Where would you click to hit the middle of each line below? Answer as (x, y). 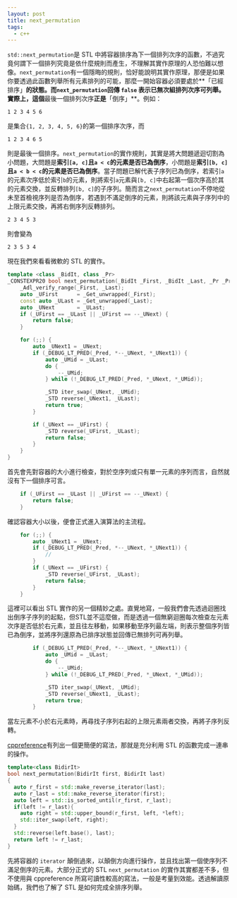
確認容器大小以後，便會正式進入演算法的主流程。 (78, 521)
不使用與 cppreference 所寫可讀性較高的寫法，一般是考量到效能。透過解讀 (115, 878)
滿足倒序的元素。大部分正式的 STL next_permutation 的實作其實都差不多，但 (118, 869)
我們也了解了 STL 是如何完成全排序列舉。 (86, 887)
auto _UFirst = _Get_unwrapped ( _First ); (88, 294)
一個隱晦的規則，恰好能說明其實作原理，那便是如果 (151, 72)
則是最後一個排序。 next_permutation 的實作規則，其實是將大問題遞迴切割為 (116, 153)
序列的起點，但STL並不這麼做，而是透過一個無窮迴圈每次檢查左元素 (130, 617)
